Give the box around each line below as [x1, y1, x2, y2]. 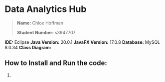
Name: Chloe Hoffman [16, 20, 63, 26]
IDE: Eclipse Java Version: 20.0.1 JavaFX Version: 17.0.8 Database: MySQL [4, 39, 161, 45]
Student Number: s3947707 [16, 29, 76, 35]
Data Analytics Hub [4, 3, 87, 15]
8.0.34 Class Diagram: [4, 44, 52, 50]
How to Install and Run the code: [4, 59, 108, 68]
